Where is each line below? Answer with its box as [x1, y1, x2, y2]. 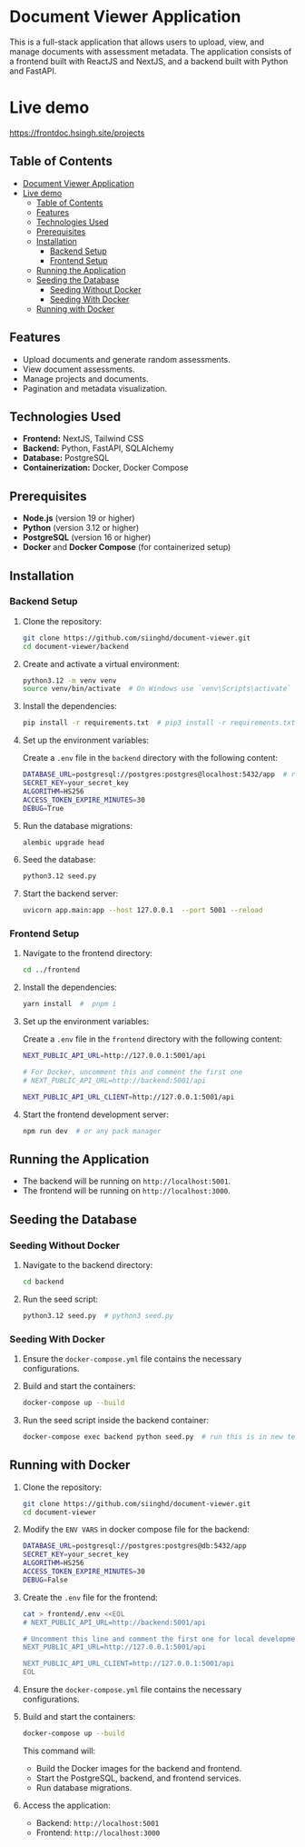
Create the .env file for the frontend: [22, 1592, 159, 1602]
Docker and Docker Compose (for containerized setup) [22, 542, 231, 553]
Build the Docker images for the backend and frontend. [35, 1762, 242, 1773]
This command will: [22, 1745, 96, 1756]
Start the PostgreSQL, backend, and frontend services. [35, 1772, 242, 1783]
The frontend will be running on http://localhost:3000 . [22, 1185, 231, 1196]
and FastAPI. [9, 65, 57, 76]
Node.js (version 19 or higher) [22, 513, 135, 524]
